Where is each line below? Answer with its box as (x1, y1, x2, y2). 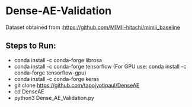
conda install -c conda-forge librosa (14, 56, 102, 63)
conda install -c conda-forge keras (14, 75, 99, 82)
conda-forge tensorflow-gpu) (14, 69, 87, 76)
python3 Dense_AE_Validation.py (14, 94, 94, 101)
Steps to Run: (5, 41, 57, 51)
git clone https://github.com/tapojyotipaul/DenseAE (14, 82, 140, 89)
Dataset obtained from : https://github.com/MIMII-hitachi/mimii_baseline (5, 24, 180, 31)
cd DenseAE (14, 87, 44, 95)
